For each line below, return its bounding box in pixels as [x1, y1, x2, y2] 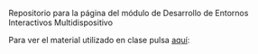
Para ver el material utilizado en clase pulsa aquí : [8, 35, 190, 45]
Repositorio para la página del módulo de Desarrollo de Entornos [8, 8, 249, 18]
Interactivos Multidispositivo [8, 17, 114, 28]
